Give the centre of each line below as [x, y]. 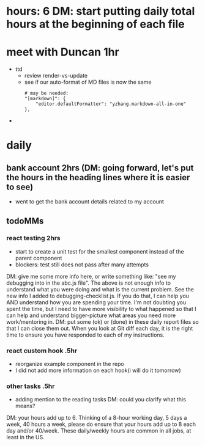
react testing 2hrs [34, 238]
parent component [39, 258]
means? [25, 406]
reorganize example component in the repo [69, 364]
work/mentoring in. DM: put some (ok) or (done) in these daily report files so [102, 321]
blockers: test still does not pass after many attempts [82, 265]
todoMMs [25, 221]
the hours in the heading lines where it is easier [98, 177]
